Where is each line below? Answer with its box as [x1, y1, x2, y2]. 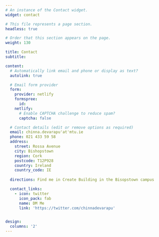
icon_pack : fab [18, 196, 52, 201]
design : [5, 219, 22, 224]
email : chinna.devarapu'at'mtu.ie [10, 130, 83, 135]
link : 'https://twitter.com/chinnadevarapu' [18, 205, 116, 210]
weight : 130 [5, 40, 31, 46]
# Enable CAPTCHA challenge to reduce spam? [18, 111, 116, 116]
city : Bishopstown [14, 148, 54, 154]
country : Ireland [14, 163, 52, 168]
